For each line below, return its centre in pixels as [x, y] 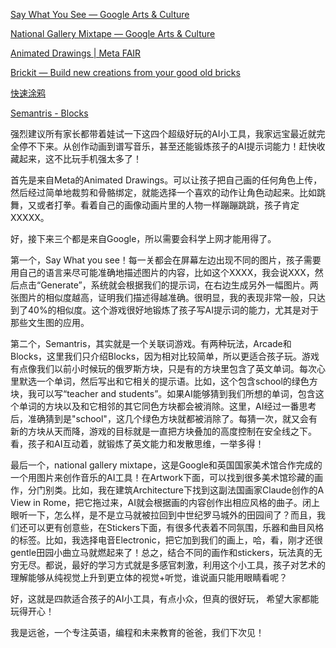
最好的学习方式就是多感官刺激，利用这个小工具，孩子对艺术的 [198, 565]
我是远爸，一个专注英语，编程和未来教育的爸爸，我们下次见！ [137, 632]
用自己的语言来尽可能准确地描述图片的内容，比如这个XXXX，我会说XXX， [162, 272]
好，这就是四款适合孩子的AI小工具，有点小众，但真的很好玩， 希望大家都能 [165, 598]
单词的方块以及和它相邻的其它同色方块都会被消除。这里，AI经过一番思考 [167, 406]
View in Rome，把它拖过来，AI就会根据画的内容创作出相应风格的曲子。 [156, 502]
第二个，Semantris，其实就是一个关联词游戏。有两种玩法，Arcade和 [151, 343]
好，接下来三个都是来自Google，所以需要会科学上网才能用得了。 [143, 238]
